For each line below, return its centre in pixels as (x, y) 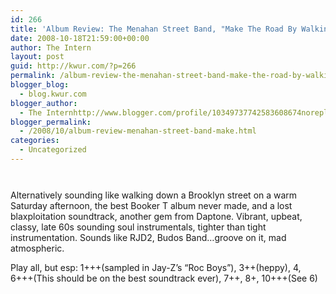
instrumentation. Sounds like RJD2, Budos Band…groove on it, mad (148, 237)
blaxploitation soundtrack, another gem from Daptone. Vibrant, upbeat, (156, 216)
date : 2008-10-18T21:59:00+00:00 (80, 38)
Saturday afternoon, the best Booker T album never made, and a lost (151, 205)
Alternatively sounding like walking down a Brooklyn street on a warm (154, 195)
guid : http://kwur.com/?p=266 (73, 66)
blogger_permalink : (51, 122)
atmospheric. (37, 248)
